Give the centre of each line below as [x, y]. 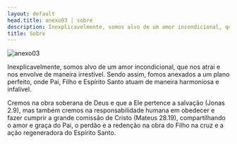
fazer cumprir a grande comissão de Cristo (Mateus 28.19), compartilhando [116, 118]
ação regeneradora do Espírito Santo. [62, 133]
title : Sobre [26, 33]
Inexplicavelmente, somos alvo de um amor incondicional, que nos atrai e [114, 67]
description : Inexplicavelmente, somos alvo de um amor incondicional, [115, 27]
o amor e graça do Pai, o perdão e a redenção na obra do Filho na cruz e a [116, 125]
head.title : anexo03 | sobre [50, 20]
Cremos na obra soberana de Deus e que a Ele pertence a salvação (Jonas [116, 103]
